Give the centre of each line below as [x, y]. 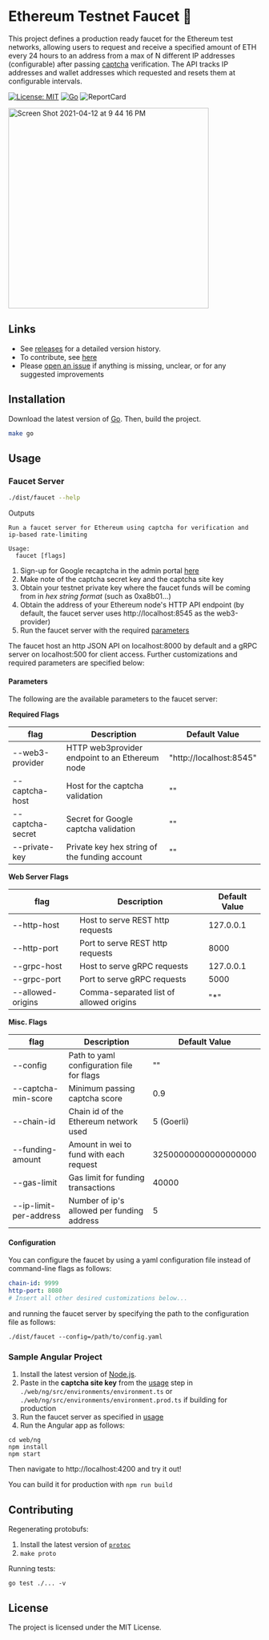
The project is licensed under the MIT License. [85, 1627]
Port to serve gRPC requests [133, 980]
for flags [84, 1076]
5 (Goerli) [171, 1121]
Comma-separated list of [127, 992]
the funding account [104, 857]
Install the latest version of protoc [75, 1545]
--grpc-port [37, 980]
